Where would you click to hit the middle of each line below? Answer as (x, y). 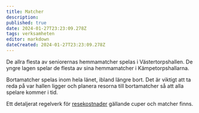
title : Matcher (25, 12)
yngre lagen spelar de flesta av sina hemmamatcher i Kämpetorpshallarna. (98, 68)
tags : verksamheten (30, 34)
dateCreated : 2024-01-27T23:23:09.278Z (56, 45)
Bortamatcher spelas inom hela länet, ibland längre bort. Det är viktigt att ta (99, 79)
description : (22, 17)
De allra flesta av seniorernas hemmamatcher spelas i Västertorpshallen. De (99, 62)
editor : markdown (28, 39)
